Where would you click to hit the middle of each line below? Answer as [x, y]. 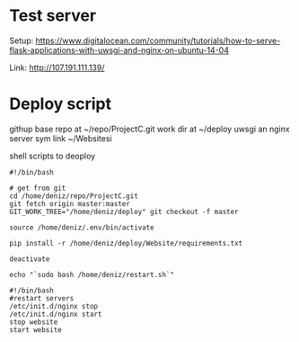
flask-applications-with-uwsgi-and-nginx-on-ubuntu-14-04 [119, 49]
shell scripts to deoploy [53, 156]
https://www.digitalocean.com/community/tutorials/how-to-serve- [158, 40]
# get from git [38, 188]
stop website [34, 322]
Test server [53, 16]
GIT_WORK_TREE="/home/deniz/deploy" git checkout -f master [124, 211]
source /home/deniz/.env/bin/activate [82, 227]
